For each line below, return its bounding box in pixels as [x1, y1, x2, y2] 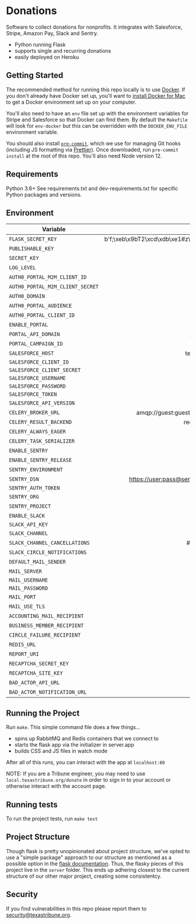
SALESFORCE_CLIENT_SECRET [9, 367, 81, 374]
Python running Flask [14, 41, 66, 48]
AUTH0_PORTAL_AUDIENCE [9, 303, 72, 309]
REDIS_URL [9, 641, 36, 648]
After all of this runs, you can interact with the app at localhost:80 [6, 759, 165, 766]
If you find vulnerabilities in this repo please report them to [6, 905, 147, 912]
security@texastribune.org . [6, 911, 72, 918]
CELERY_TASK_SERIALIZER [9, 438, 75, 444]
